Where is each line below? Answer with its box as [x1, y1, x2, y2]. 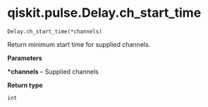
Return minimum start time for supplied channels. [7, 40, 151, 48]
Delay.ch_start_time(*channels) [7, 28, 102, 35]
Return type [7, 80, 44, 89]
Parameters [7, 54, 42, 62]
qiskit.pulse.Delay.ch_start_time [7, 5, 202, 21]
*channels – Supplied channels [7, 67, 99, 76]
